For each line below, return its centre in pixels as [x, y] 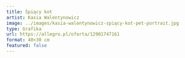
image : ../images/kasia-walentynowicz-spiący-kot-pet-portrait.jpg [93, 23]
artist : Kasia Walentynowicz [43, 18]
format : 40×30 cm [28, 40]
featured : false [27, 46]
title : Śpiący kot [29, 12]
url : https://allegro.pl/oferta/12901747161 [63, 34]
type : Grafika [24, 29]
